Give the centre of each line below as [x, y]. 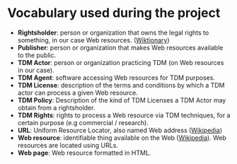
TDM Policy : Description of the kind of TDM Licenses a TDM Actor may [122, 100]
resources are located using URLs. [68, 145]
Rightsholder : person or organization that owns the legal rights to [113, 33]
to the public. [37, 55]
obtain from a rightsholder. [56, 107]
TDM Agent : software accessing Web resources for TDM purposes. [116, 77]
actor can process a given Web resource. [77, 93]
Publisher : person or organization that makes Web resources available [120, 47]
